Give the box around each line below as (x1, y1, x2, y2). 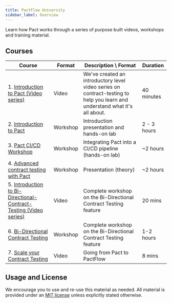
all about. (83, 109, 105, 116)
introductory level (83, 77, 125, 84)
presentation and (83, 124, 124, 131)
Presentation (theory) (83, 166, 135, 174)
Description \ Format (84, 62, 136, 69)
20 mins (142, 197, 162, 204)
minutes (142, 93, 161, 100)
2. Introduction (8, 121, 44, 128)
